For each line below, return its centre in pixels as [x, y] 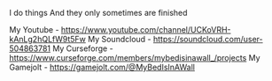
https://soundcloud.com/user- [208, 39]
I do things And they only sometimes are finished [98, 13]
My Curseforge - [83, 48]
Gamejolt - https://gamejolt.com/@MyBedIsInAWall [102, 67]
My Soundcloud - [119, 39]
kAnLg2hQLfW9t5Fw [48, 39]
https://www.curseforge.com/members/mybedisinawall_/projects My [135, 58]
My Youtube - [34, 29]
